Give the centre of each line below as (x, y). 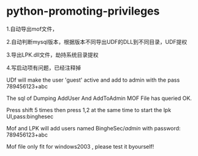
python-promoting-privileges (83, 11)
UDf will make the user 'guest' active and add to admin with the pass (93, 80)
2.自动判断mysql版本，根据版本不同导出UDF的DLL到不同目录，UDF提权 (97, 41)
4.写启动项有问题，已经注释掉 (44, 68)
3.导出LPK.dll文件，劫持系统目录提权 (53, 55)
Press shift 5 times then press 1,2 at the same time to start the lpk (89, 110)
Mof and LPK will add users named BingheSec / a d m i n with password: (93, 128)
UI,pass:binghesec (30, 116)
